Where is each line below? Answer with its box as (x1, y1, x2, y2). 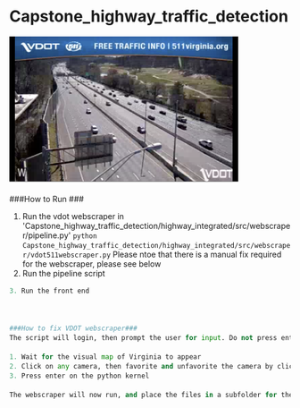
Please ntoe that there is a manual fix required (112, 249, 282, 259)
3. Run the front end (9, 286, 90, 295)
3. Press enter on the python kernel (9, 371, 150, 380)
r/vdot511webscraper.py (21, 251, 112, 259)
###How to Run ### (9, 193, 85, 204)
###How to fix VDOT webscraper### (9, 324, 138, 333)
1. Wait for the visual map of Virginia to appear (9, 353, 202, 361)
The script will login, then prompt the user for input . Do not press (9, 334, 278, 343)
